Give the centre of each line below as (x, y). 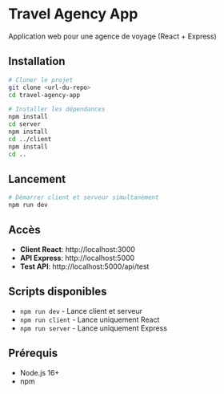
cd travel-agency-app (44, 95)
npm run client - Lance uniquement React (90, 319)
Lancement (37, 179)
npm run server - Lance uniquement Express (94, 328)
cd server (25, 124)
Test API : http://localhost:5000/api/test (84, 266)
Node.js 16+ (40, 372)
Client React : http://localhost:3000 (78, 249)
